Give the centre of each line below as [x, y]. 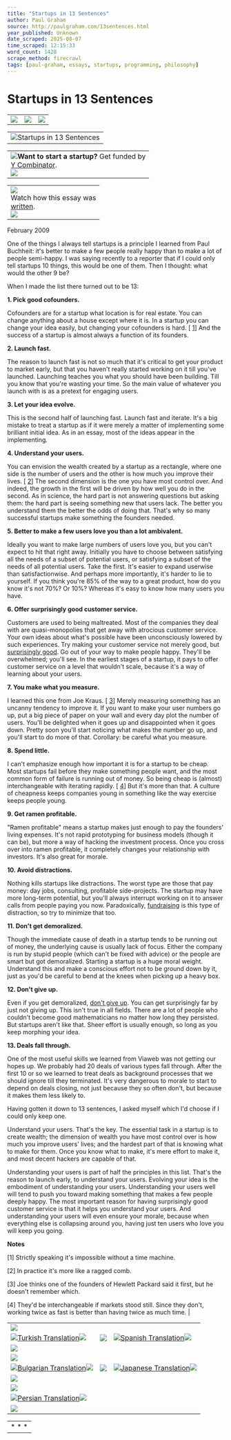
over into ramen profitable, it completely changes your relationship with [109, 849]
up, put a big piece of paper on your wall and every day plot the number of [113, 715]
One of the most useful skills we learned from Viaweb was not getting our [112, 1059]
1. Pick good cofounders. [43, 299]
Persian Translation [49, 1398]
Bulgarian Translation [52, 1368]
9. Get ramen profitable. [42, 814]
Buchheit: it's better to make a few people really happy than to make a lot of [114, 251]
